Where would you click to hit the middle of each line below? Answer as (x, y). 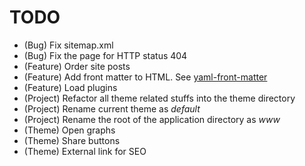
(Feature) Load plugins (70, 87)
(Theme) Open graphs (69, 130)
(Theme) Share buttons (72, 140)
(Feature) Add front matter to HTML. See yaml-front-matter (145, 77)
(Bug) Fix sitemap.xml (68, 45)
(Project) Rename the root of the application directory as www (152, 119)
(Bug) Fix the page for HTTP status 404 (105, 55)
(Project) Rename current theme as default (112, 108)
